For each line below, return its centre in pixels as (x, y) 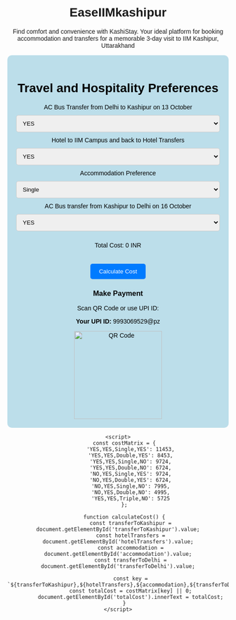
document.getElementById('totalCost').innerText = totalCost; (130, 597)
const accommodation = (130, 548)
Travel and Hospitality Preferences (118, 88)
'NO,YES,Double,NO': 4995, (131, 493)
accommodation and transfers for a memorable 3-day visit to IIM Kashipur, (118, 38)
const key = (131, 579)
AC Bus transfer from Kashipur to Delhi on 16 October (118, 206)
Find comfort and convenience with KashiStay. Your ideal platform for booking (118, 31)
